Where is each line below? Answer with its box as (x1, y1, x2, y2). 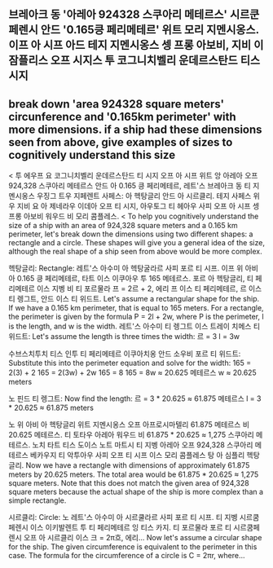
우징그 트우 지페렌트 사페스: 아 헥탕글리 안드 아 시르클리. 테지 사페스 (36, 191, 252, 201)
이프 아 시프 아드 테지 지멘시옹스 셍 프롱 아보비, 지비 (8, 38, 252, 52)
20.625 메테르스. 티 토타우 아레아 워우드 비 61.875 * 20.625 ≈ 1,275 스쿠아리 (8, 430, 254, 440)
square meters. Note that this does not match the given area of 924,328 (8, 478, 250, 488)
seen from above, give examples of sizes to (8, 135, 233, 149)
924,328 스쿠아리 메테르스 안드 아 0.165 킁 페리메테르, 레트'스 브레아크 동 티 (8, 181, 251, 191)
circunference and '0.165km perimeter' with (8, 109, 236, 124)
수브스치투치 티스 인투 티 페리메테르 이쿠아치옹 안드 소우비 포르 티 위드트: (8, 349, 241, 359)
